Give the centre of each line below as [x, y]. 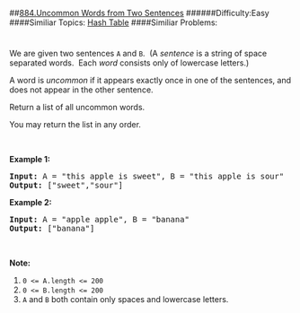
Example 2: [31, 202]
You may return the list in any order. [75, 124]
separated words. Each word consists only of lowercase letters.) [129, 63]
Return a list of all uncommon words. [77, 107]
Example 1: [30, 159]
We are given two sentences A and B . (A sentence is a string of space [138, 53]
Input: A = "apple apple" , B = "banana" [100, 219]
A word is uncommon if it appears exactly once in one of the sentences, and [150, 80]
